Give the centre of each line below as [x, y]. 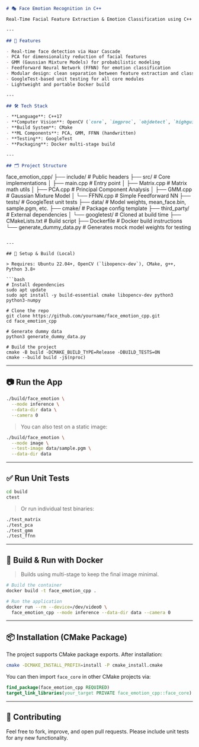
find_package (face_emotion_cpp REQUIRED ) [58, 688]
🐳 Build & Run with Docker [55, 560]
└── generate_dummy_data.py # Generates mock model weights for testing [99, 227]
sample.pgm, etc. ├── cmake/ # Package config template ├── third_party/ [98, 208]
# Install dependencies [36, 285]
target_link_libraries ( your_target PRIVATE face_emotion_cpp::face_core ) [99, 693]
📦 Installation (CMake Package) [67, 637]
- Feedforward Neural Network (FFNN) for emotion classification [88, 68]
